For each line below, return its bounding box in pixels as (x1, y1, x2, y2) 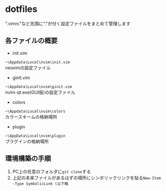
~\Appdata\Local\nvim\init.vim (5, 60, 70, 65)
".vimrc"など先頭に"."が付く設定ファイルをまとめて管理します (5, 20, 131, 26)
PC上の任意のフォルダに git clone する (12, 168, 91, 175)
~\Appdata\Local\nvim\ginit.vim (5, 84, 72, 89)
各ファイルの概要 (5, 36, 58, 45)
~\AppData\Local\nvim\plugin (5, 133, 66, 138)
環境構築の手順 (5, 154, 51, 163)
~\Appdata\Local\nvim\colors (5, 108, 66, 114)
